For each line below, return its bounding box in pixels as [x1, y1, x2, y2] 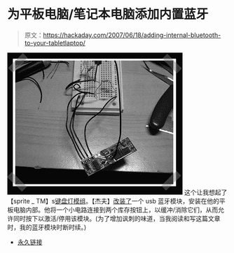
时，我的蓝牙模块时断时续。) [7, 223, 87, 231]
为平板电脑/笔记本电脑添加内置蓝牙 [7, 6, 209, 22]
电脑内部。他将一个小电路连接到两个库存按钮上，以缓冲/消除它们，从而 [13, 205, 219, 214]
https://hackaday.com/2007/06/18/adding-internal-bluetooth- [43, 31, 221, 39]
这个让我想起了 [184, 188, 228, 196]
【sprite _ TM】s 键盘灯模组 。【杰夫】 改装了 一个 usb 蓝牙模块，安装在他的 [7, 196, 219, 205]
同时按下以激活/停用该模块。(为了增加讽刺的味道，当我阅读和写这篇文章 [13, 214, 221, 222]
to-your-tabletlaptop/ [24, 38, 85, 47]
